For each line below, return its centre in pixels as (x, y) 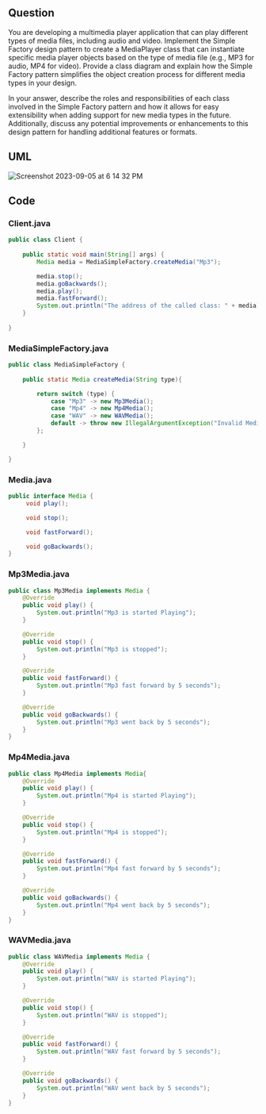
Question (31, 13)
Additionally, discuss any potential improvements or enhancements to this (128, 123)
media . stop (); (60, 276)
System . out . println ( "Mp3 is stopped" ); (103, 649)
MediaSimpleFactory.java (59, 348)
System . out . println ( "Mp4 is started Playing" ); (116, 796)
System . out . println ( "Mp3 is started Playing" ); (116, 613)
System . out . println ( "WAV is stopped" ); (103, 1015)
